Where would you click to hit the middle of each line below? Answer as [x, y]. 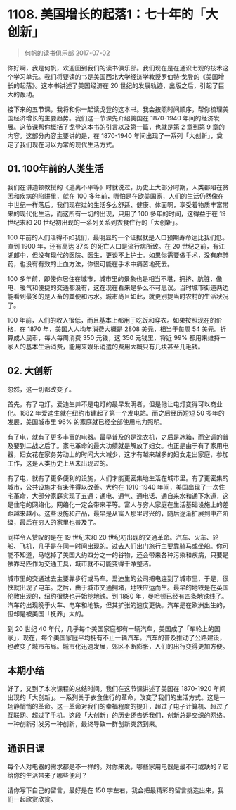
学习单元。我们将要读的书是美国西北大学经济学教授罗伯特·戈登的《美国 [116, 76]
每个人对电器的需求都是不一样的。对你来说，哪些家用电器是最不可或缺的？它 [118, 767]
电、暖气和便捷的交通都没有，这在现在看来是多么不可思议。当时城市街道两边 [118, 287]
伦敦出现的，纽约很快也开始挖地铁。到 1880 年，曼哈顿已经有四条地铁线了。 [118, 596]
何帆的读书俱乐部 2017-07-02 [67, 53]
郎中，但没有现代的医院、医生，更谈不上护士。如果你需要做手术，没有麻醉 [121, 255]
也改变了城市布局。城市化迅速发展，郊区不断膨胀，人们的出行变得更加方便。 [118, 646]
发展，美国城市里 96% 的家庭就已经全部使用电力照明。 [87, 422]
